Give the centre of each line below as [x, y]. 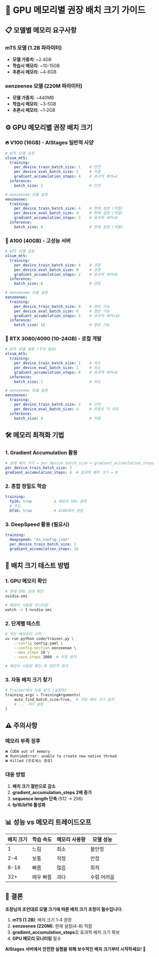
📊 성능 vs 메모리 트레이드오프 [48, 822]
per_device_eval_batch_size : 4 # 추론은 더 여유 [66, 409]
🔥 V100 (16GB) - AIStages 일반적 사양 [49, 143]
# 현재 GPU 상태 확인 [24, 592]
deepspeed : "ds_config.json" [40, 539]
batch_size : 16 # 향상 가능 [62, 325]
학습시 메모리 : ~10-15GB [36, 66]
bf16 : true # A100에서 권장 [46, 511]
